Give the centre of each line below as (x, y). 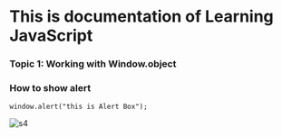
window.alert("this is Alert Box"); (78, 107)
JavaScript (51, 36)
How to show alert (50, 88)
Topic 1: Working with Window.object (93, 64)
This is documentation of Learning (141, 17)
